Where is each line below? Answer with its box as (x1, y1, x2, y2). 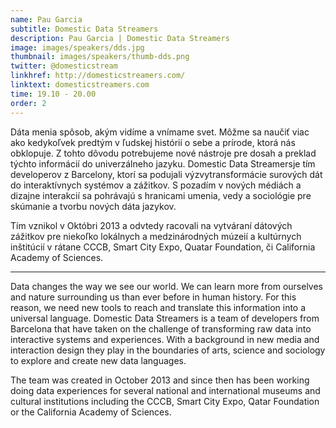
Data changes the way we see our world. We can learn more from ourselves (10, 280, 323, 292)
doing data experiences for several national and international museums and (10, 384, 321, 396)
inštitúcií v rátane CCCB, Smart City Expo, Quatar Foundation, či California (10, 241, 316, 253)
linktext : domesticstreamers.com (10, 80, 150, 90)
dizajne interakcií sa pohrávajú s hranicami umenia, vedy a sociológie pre (10, 189, 312, 201)
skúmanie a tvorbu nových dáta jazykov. (10, 200, 177, 212)
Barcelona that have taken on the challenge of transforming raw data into (10, 322, 312, 335)
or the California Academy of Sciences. (10, 406, 172, 418)
